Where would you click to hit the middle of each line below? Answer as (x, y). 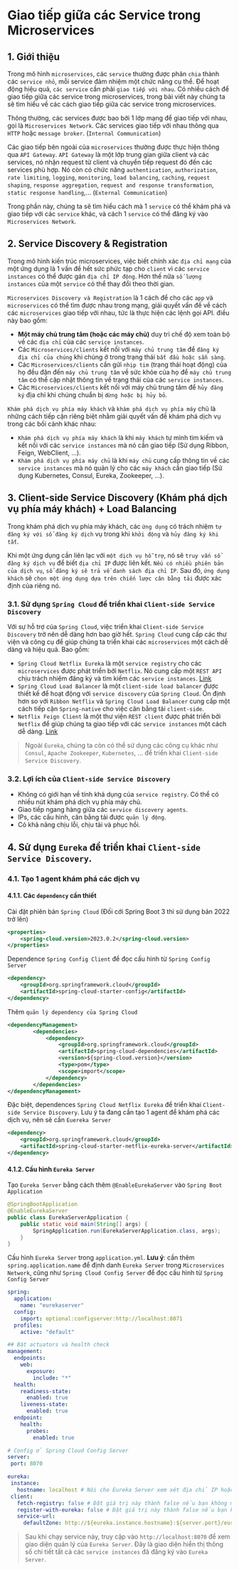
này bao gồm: (27, 320)
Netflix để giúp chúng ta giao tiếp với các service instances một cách (122, 723)
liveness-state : (44, 1405)
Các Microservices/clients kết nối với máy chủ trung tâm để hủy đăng (121, 387)
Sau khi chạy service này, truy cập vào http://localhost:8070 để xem (127, 1536)
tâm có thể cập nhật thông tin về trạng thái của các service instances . (121, 379)
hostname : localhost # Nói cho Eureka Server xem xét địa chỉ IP (117, 1490)
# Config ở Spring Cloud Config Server (68, 1451)
